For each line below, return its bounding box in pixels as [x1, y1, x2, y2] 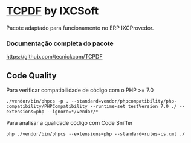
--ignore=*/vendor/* [47, 109, 99, 115]
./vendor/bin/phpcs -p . [6, 98, 69, 104]
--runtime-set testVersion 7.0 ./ [89, 104, 177, 110]
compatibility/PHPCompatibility [6, 104, 88, 110]
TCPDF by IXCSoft [6, 4, 99, 18]
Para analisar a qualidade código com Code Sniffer [6, 119, 133, 127]
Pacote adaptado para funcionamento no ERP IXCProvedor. [6, 24, 154, 31]
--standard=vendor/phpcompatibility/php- [71, 98, 177, 104]
